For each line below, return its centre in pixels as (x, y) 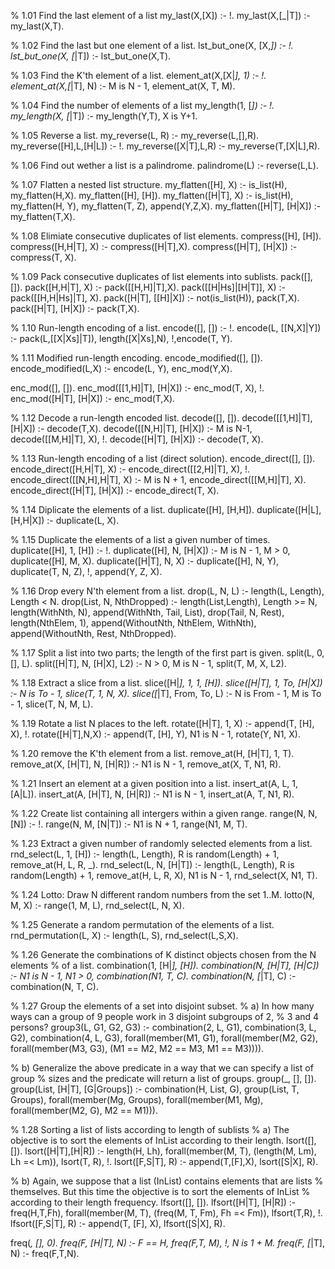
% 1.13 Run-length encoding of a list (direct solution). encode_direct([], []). (163, 458)
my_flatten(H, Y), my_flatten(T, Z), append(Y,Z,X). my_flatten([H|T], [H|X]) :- (166, 206)
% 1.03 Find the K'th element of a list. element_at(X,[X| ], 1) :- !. (138, 75)
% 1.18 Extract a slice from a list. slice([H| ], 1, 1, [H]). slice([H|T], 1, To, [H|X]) (166, 683)
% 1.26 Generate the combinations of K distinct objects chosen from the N (163, 954)
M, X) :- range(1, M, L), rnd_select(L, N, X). (97, 905)
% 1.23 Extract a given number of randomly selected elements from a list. (161, 843)
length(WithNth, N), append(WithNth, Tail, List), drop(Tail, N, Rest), (147, 612)
